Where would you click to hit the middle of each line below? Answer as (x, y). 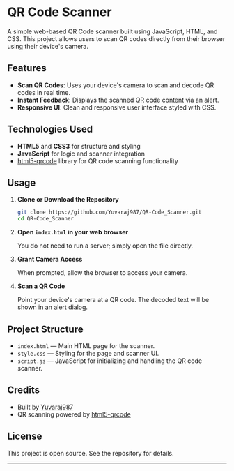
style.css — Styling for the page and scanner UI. (88, 353)
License (25, 436)
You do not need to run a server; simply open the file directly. (105, 246)
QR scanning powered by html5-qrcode (74, 414)
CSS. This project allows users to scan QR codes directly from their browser (116, 38)
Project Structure (45, 329)
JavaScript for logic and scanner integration (81, 154)
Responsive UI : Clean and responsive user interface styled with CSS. (117, 107)
